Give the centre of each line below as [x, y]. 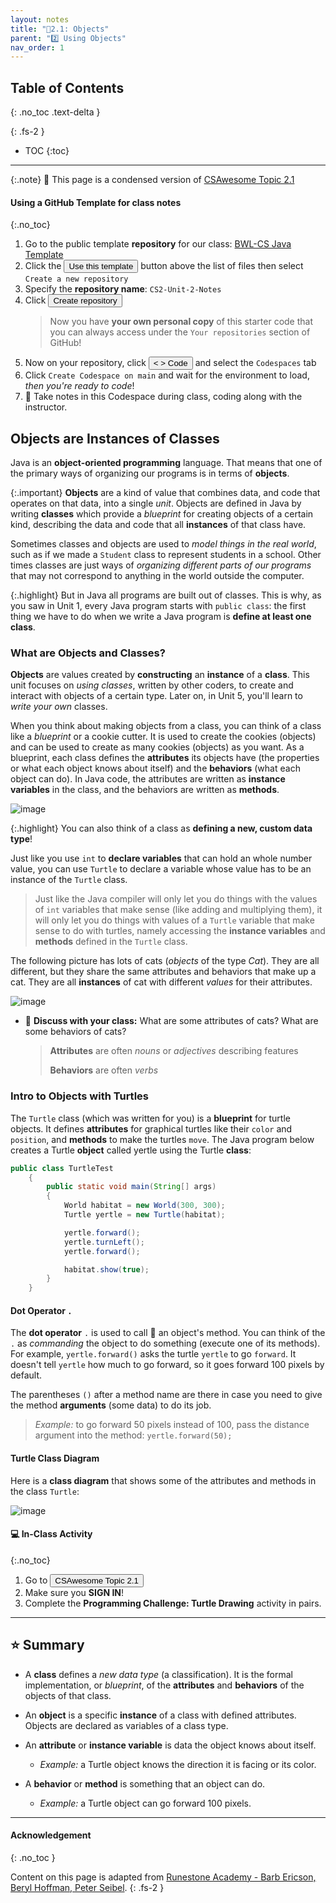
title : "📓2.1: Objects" [60, 29]
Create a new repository [76, 279]
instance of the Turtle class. [69, 880]
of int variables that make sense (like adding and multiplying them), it [178, 910]
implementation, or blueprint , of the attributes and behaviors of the [164, 1685]
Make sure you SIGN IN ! [74, 1592]
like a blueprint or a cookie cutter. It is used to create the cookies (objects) [163, 737]
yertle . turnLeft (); [104, 1242]
